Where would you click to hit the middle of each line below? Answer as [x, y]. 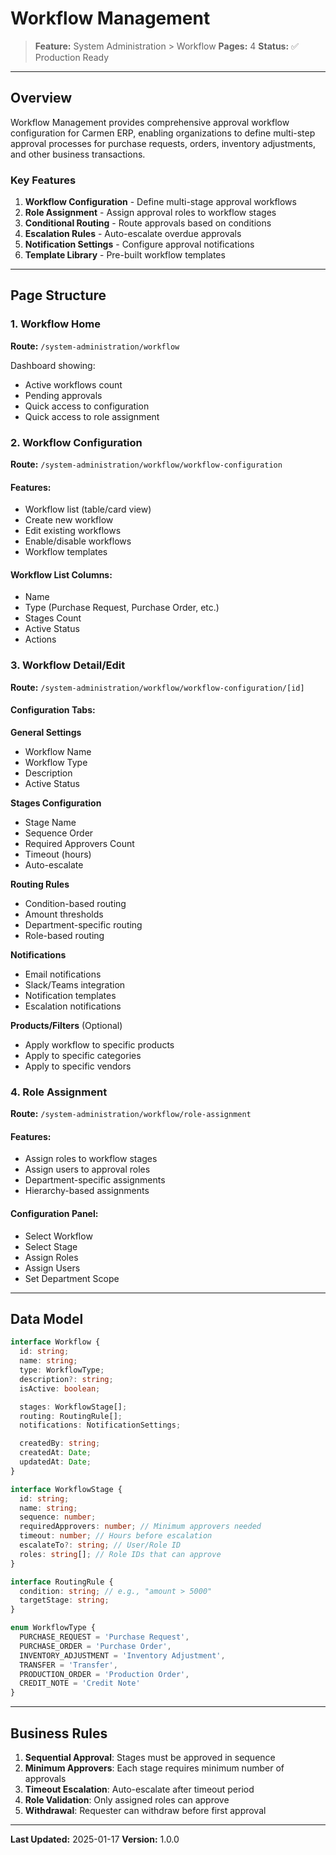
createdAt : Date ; [55, 1453]
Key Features [43, 180]
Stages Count [53, 618]
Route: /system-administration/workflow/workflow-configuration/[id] [157, 687]
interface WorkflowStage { [66, 1489]
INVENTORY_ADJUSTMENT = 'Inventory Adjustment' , [122, 1655]
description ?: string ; [66, 1379]
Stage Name [50, 822]
